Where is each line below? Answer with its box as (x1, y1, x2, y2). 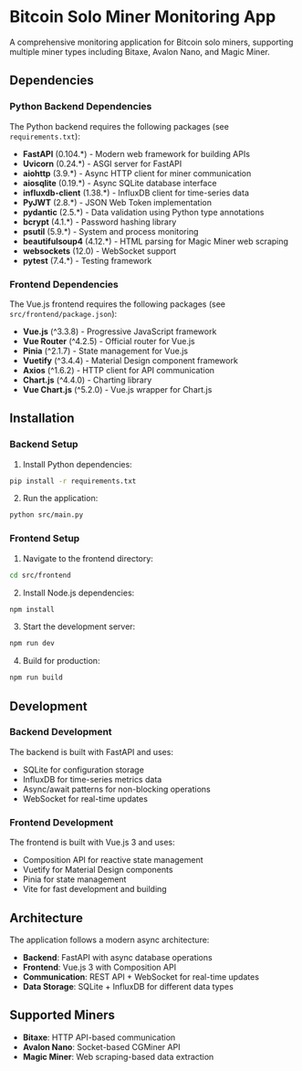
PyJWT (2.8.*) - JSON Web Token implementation (22, 196, 213, 207)
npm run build (9, 673, 64, 682)
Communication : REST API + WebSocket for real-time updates (22, 971, 260, 982)
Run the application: (22, 493, 99, 504)
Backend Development (9, 726, 112, 739)
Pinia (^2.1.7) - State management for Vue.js (22, 345, 189, 356)
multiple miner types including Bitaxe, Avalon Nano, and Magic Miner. (9, 46, 271, 57)
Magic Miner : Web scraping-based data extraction (22, 1051, 214, 1062)
